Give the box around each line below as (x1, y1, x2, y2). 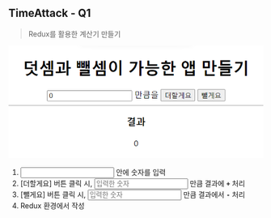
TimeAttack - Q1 (8, 6, 91, 20)
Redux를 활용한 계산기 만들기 (28, 28, 121, 39)
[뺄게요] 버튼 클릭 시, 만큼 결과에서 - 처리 (19, 190, 245, 199)
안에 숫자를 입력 (116, 168, 166, 177)
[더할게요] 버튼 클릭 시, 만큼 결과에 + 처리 (19, 178, 245, 189)
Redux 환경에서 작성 (19, 201, 85, 211)
